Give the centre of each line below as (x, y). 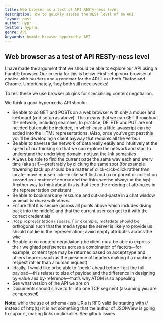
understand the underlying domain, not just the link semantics (74, 154)
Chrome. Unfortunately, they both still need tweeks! (57, 84)
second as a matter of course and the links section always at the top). (82, 180)
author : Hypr (18, 23)
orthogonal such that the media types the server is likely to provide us (82, 226)
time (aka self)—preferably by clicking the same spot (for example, (79, 164)
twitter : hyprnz (21, 28)
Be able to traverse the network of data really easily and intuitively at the (85, 143)
